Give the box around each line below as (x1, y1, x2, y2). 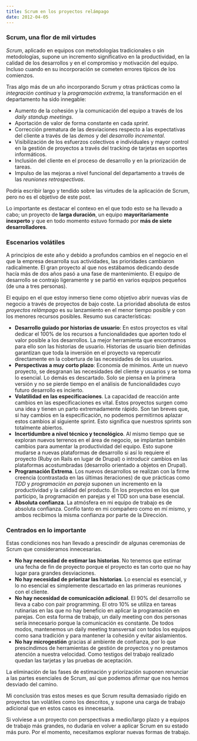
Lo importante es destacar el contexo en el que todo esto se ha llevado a (6, 204, 182, 212)
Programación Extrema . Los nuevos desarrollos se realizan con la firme (14, 468, 189, 475)
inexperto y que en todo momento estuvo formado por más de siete (6, 217, 172, 224)
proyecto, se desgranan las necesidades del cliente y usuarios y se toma (14, 368, 191, 375)
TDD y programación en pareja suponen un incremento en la (14, 480, 163, 488)
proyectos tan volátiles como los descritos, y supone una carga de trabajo (6, 699, 185, 706)
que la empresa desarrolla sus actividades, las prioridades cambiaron (6, 258, 175, 265)
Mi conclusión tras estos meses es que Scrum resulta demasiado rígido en (6, 692, 187, 699)
